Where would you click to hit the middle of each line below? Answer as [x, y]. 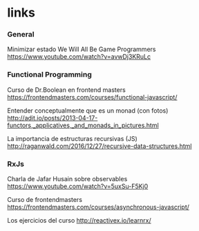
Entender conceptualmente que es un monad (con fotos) [88, 110]
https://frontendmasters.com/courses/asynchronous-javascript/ [98, 207]
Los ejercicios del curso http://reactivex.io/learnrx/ [79, 221]
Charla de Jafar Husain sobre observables [67, 179]
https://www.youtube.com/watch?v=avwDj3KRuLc [79, 57]
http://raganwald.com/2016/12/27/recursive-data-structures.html [99, 146]
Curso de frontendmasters [45, 200]
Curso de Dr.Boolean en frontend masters [66, 90]
